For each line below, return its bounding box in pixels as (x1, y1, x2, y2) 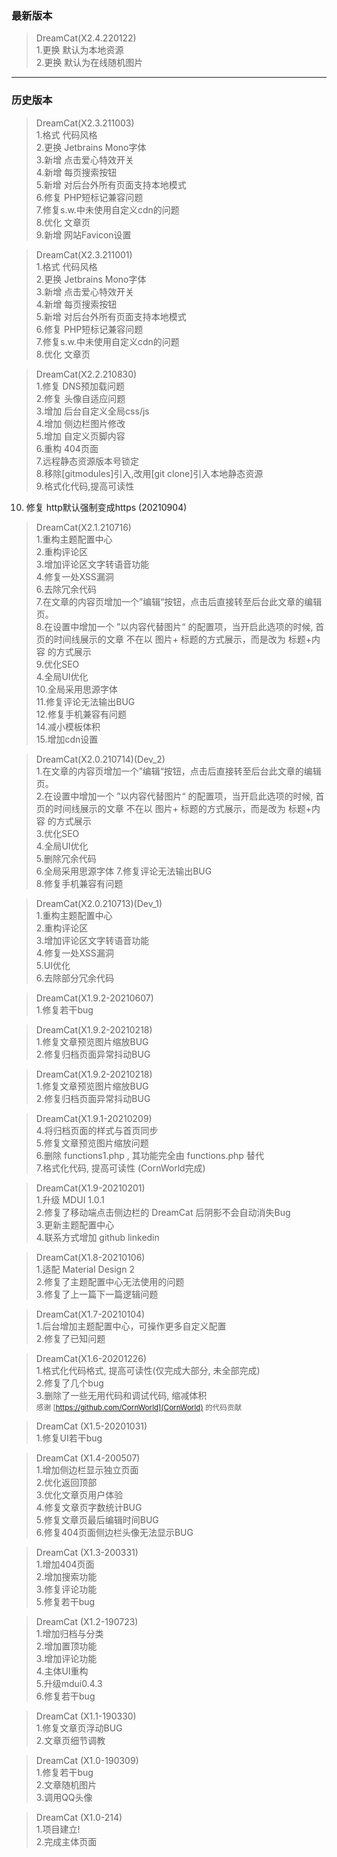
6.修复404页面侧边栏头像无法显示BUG (35, 1526, 194, 1538)
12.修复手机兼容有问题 (35, 708, 128, 720)
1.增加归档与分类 (35, 1627, 104, 1639)
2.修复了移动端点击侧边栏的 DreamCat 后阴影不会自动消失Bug (35, 1206, 291, 1218)
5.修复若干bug (35, 1595, 96, 1607)
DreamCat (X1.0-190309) (35, 1754, 139, 1766)
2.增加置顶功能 (35, 1640, 98, 1652)
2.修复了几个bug (35, 1377, 104, 1389)
